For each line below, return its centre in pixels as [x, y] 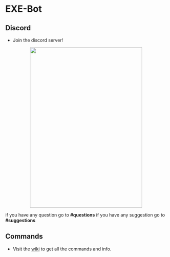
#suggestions [20, 220]
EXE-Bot [24, 9]
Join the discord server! [38, 40]
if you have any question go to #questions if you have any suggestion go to [85, 215]
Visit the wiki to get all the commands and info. [62, 249]
